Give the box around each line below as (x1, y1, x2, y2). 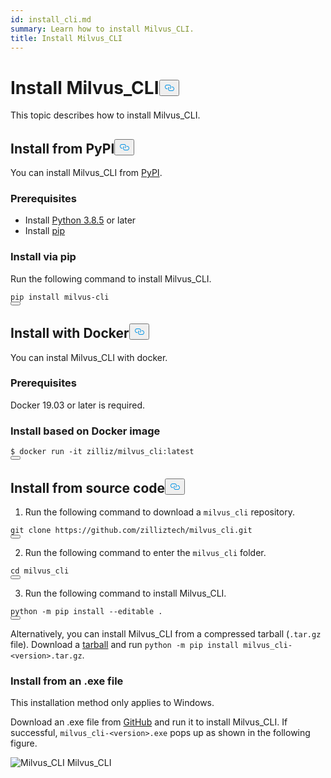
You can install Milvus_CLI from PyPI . (10, 167, 163, 179)
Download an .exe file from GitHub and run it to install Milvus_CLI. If (10, 716, 288, 728)
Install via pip (10, 250, 77, 264)
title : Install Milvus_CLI (10, 33, 123, 43)
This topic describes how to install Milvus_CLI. (10, 109, 201, 121)
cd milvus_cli (10, 566, 70, 576)
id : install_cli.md (10, 14, 92, 25)
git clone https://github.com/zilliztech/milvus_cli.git (10, 525, 253, 535)
